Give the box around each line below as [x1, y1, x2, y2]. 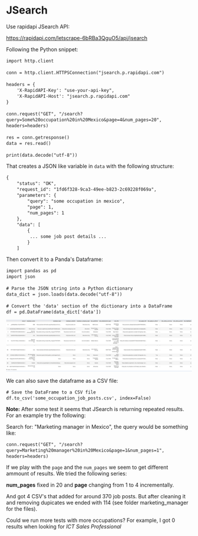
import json [6, 273, 35, 280]
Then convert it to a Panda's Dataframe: [6, 256, 103, 263]
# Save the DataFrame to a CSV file [6, 389, 96, 395]
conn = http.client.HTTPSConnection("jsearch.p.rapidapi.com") [6, 70, 165, 75]
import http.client [6, 58, 54, 64]
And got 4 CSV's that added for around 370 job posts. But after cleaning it [6, 492, 186, 499]
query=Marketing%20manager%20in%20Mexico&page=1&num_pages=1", [6, 447, 165, 454]
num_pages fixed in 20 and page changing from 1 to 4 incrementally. [6, 481, 174, 488]
